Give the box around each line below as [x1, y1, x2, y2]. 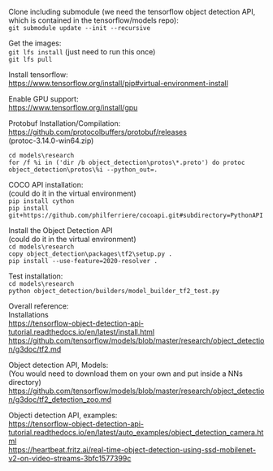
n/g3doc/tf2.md [8, 344, 62, 354]
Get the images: [8, 38, 62, 48]
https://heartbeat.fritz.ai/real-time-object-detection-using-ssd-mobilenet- [8, 445, 257, 454]
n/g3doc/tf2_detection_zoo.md [8, 395, 112, 404]
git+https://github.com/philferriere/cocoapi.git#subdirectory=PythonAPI [8, 211, 264, 219]
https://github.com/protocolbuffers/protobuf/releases [8, 127, 187, 136]
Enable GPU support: [8, 94, 79, 104]
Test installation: [8, 271, 63, 281]
